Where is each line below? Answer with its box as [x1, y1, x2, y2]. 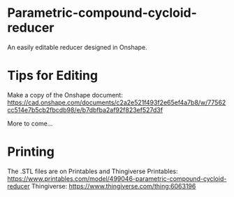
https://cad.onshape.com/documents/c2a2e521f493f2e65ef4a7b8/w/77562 [7, 98, 226, 107]
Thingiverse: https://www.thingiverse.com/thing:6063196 [31, 182, 196, 190]
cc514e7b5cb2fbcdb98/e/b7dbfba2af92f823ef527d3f [7, 105, 163, 114]
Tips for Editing [7, 68, 98, 83]
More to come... [7, 119, 53, 128]
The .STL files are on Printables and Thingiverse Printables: [7, 167, 178, 175]
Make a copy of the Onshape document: [7, 90, 124, 99]
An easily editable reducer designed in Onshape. [7, 43, 148, 51]
